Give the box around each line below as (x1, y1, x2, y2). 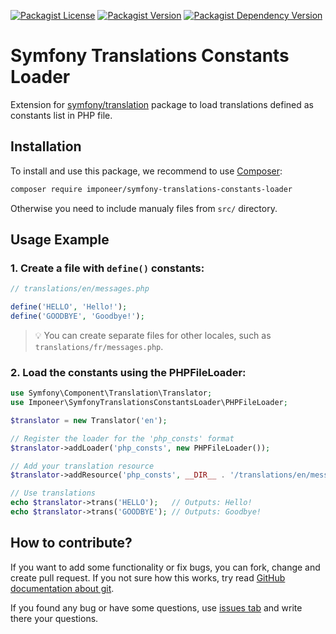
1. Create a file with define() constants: (10, 261, 205, 275)
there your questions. (10, 612, 99, 624)
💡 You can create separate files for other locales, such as (34, 329, 272, 341)
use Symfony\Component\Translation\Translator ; (10, 388, 213, 399)
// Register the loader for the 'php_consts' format (10, 433, 235, 444)
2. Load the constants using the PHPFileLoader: (10, 365, 247, 379)
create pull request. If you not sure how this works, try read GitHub (10, 571, 286, 584)
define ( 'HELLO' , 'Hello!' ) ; (10, 302, 128, 312)
